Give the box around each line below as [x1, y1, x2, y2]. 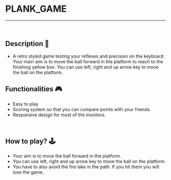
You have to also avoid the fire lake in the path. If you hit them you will [12, 164, 159, 170]
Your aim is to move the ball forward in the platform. [12, 153, 122, 159]
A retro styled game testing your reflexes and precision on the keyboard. [12, 53, 165, 59]
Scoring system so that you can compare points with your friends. [12, 106, 151, 112]
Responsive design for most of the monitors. [12, 112, 106, 118]
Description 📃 [5, 39, 49, 48]
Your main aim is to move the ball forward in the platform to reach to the [12, 58, 163, 64]
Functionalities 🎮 [5, 85, 63, 93]
